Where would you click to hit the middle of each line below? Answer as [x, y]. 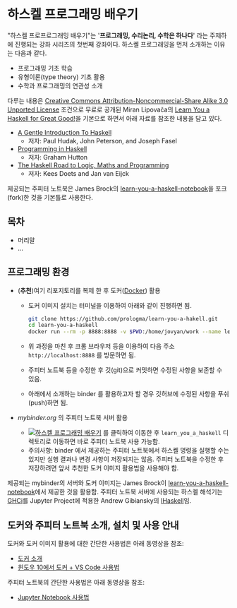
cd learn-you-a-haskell [63, 326]
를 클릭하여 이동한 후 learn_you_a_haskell [162, 433]
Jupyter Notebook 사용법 [53, 597]
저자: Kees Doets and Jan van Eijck [78, 173]
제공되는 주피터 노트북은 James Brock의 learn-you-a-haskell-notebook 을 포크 [117, 189]
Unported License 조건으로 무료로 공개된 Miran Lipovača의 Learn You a [109, 109]
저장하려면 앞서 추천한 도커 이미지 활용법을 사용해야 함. [103, 468]
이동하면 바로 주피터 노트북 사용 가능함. [106, 441]
